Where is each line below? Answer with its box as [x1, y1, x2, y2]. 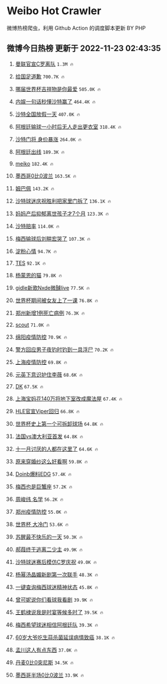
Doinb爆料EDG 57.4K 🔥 [15, 470, 72, 477]
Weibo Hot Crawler [6, 4, 101, 18]
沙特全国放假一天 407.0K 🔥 [15, 111, 80, 118]
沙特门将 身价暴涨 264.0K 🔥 [15, 135, 82, 142]
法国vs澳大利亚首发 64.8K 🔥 [15, 433, 83, 440]
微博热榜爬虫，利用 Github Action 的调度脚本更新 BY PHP [6, 24, 146, 31]
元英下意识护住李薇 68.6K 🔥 [15, 371, 83, 378]
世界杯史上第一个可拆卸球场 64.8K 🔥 [15, 420, 104, 427]
